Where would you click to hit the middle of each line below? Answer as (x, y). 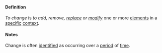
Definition (16, 7)
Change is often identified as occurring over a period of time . (68, 46)
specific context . (22, 23)
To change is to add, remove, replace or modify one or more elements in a (81, 18)
